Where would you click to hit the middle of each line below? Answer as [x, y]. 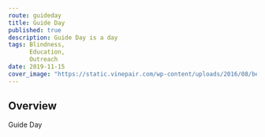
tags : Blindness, [37, 45]
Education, [47, 52]
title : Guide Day [37, 23]
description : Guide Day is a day [63, 37]
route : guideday [35, 15]
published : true [35, 30]
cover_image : [30, 74]
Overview [33, 106]
